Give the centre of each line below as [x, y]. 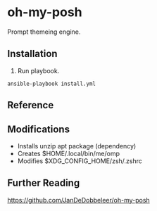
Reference [31, 105]
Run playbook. [38, 70]
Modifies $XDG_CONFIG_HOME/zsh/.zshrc [80, 161]
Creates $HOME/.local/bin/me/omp [69, 153]
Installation [32, 54]
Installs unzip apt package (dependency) [77, 146]
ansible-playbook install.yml [52, 84]
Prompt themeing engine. [44, 32]
